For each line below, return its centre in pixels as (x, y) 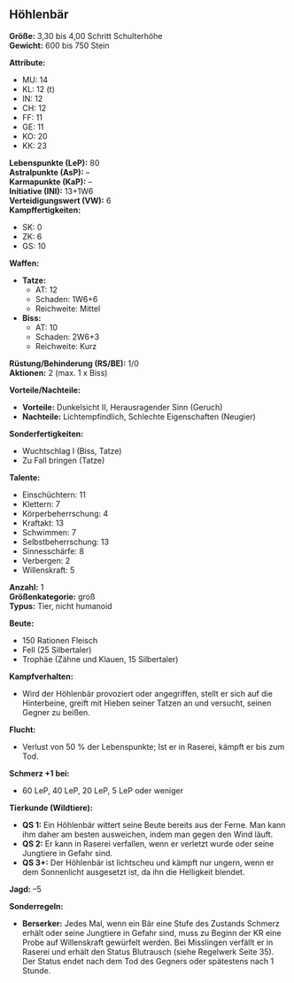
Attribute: (27, 62)
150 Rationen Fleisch (60, 640)
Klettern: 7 (41, 503)
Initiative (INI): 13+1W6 (51, 191)
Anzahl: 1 (27, 587)
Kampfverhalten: (41, 676)
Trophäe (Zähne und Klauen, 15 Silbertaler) (100, 659)
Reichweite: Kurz (66, 346)
